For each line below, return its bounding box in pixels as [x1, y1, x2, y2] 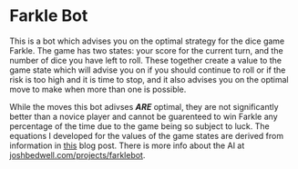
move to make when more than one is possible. [9, 84, 187, 94]
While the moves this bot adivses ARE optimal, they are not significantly [9, 101, 280, 112]
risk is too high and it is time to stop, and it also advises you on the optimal [9, 74, 289, 84]
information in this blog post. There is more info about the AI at [9, 140, 245, 151]
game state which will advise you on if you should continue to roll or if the [9, 65, 286, 75]
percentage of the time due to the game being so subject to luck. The [9, 120, 271, 132]
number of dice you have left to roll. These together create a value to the [9, 55, 283, 65]
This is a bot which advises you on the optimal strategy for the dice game [9, 35, 285, 46]
